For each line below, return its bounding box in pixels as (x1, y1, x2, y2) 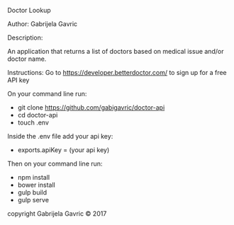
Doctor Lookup (7, 6, 51, 14)
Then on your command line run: (7, 159, 103, 168)
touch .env (17, 118, 50, 127)
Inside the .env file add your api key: (7, 132, 113, 140)
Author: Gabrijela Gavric (7, 20, 78, 28)
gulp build (17, 188, 48, 197)
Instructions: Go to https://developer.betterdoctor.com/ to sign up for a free (7, 69, 227, 76)
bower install (17, 180, 55, 189)
